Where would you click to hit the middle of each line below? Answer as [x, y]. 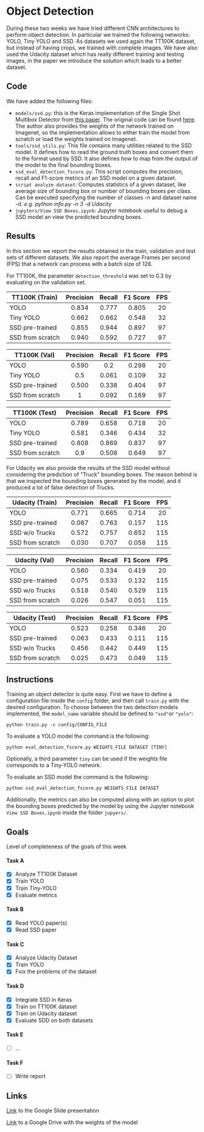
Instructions [30, 679]
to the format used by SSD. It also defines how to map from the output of [106, 158]
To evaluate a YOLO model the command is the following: [78, 736]
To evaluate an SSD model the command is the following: [78, 777]
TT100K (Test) [34, 413]
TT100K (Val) [34, 355]
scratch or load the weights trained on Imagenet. [76, 139]
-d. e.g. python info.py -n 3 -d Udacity [63, 204]
